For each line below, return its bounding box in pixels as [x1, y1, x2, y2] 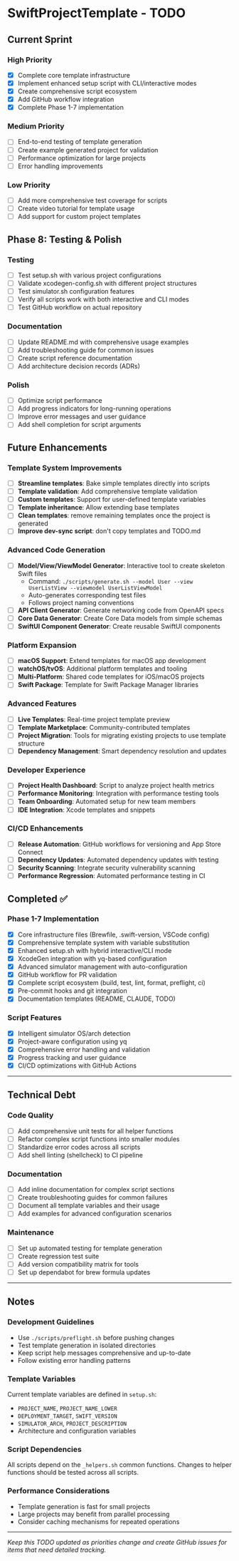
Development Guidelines [7, 1317, 95, 1327]
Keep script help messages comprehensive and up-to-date [17, 1349, 191, 1357]
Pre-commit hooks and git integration [17, 986, 128, 995]
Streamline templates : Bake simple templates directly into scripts [17, 479, 211, 488]
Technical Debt [7, 1089, 76, 1101]
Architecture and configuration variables [17, 1426, 137, 1435]
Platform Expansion [7, 640, 77, 650]
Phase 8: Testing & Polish [7, 233, 122, 245]
